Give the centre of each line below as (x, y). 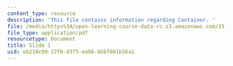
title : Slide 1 (29, 45)
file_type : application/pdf (48, 33)
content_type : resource (42, 13)
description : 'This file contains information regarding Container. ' (111, 20)
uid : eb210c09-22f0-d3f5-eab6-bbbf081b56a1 (71, 52)
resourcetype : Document (42, 39)
